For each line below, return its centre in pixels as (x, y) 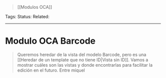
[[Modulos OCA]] (35, 7)
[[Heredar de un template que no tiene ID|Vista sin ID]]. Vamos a (83, 60)
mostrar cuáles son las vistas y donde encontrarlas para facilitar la (85, 65)
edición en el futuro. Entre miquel (51, 70)
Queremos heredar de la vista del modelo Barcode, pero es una (82, 54)
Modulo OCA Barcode (50, 41)
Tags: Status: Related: (27, 16)
